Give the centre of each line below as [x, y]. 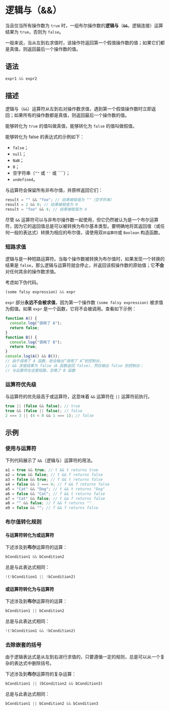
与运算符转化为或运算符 [30, 535]
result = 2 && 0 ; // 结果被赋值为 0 [41, 205]
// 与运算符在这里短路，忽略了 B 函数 [40, 370]
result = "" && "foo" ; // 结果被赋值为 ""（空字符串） [60, 200]
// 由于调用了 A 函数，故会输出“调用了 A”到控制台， [54, 361]
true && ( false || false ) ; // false [44, 411]
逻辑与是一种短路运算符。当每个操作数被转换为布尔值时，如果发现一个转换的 [85, 259]
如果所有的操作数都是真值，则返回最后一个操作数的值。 [72, 115]
